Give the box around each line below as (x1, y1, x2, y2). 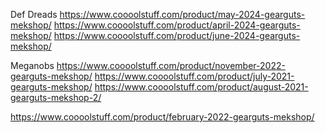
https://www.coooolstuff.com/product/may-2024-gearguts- (59, 9, 306, 20)
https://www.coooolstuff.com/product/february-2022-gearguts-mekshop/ (10, 111, 315, 123)
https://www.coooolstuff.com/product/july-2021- (94, 70, 295, 82)
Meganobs (10, 60, 55, 71)
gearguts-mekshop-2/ (10, 92, 102, 103)
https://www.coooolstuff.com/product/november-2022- (56, 60, 286, 71)
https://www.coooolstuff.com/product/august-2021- (94, 81, 309, 93)
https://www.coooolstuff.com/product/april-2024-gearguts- (53, 19, 301, 31)
